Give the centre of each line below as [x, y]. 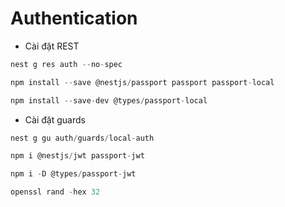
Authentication [74, 18]
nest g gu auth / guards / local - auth [82, 138]
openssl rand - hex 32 [55, 192]
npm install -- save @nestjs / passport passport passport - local [142, 82]
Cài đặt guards [55, 119]
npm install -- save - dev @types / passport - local [109, 100]
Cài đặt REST [52, 46]
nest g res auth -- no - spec [66, 64]
